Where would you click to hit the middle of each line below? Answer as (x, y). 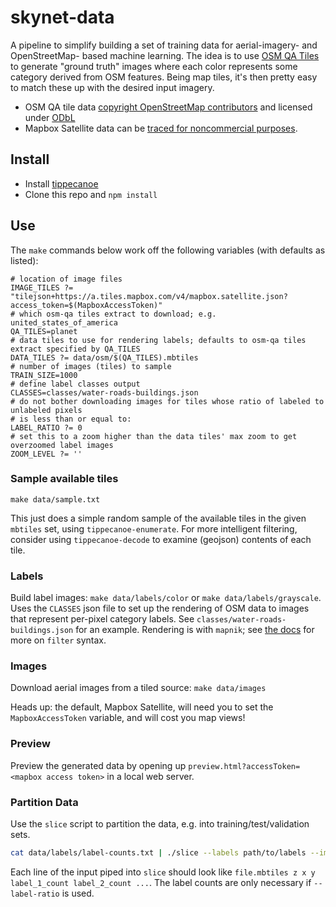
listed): (24, 260)
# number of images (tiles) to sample (91, 366)
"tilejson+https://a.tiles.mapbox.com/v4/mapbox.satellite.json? (149, 296)
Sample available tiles (64, 479)
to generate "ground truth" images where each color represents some (154, 66)
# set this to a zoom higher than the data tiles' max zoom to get (154, 436)
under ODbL (50, 117)
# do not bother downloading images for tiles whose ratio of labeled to (167, 401)
